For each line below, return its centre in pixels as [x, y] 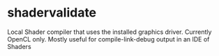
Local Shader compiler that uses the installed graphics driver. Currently [109, 32]
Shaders [19, 46]
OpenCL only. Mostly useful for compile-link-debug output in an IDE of [108, 39]
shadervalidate [52, 13]
